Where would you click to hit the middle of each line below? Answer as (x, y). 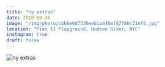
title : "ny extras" (31, 12)
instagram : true (27, 35)
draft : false (23, 40)
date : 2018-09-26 (28, 18)
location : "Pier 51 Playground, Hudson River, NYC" (73, 29)
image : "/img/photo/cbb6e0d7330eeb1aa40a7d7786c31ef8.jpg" (83, 23)
